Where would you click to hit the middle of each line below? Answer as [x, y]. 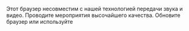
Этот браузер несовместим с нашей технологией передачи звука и [94, 9]
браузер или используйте [40, 22]
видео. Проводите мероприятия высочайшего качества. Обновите [94, 15]
